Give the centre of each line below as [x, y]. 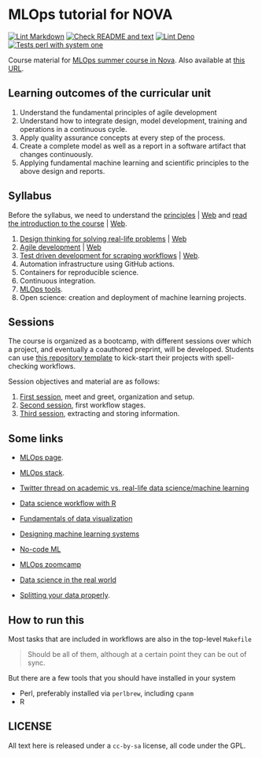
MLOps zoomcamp [50, 565]
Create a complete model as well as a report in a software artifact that [133, 146]
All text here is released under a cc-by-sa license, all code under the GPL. [127, 745]
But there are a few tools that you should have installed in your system [122, 678]
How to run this [46, 620]
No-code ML [40, 550]
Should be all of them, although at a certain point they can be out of [137, 654]
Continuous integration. [57, 280]
